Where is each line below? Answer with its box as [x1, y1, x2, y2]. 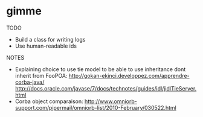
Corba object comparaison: [14, 98, 83, 105]
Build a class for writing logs [14, 36, 86, 43]
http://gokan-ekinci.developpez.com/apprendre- [68, 72, 190, 79]
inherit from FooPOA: [14, 72, 68, 79]
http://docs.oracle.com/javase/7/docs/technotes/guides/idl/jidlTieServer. [14, 84, 197, 92]
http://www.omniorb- [84, 98, 137, 105]
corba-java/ [14, 78, 45, 86]
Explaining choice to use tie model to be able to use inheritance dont [14, 65, 186, 73]
